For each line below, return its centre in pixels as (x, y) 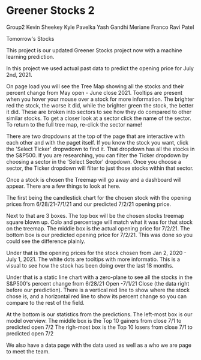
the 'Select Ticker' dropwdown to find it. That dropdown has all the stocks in (100, 149)
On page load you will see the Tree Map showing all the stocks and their (95, 86)
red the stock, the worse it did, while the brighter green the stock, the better (100, 105)
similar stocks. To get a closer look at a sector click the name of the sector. (99, 118)
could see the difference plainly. (46, 241)
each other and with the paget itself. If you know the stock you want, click (97, 142)
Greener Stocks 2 (50, 10)
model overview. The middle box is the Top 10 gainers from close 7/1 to (94, 320)
